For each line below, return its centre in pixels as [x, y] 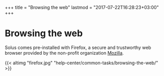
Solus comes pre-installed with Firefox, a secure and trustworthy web [78, 47]
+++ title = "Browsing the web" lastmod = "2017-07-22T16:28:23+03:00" [82, 7]
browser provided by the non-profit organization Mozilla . [64, 53]
